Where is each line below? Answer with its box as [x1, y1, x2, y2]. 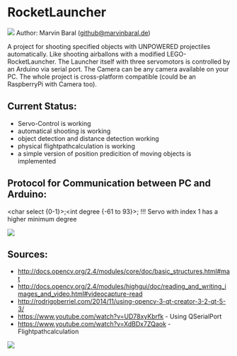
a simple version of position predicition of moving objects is [17, 149, 192, 158]
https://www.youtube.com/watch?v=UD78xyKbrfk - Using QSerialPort [17, 312, 222, 321]
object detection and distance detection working [17, 134, 159, 142]
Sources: [7, 248, 48, 260]
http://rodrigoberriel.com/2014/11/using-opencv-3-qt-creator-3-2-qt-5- [17, 297, 226, 306]
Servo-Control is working [17, 119, 91, 127]
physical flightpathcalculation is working [17, 142, 136, 150]
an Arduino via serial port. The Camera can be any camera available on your [7, 64, 229, 73]
